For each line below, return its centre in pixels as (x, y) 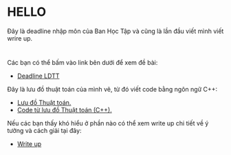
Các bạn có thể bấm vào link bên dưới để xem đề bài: (82, 63)
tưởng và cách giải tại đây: (44, 131)
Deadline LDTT (38, 76)
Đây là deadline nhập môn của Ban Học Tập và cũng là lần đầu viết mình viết (115, 31)
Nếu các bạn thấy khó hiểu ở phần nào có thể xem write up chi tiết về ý (108, 123)
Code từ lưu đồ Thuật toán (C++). (64, 110)
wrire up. (20, 38)
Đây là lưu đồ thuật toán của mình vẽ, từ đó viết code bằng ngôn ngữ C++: (112, 90)
